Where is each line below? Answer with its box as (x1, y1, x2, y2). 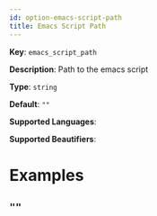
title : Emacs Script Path (9, 22, 106, 31)
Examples (9, 165, 84, 185)
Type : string (9, 81, 58, 92)
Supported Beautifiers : (9, 133, 97, 144)
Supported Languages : (9, 116, 97, 127)
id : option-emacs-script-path (9, 13, 123, 22)
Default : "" (9, 98, 51, 109)
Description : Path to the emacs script (9, 64, 149, 75)
